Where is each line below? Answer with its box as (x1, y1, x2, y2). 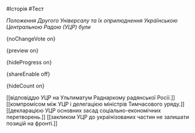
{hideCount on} (6, 82, 45, 89)
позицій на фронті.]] (6, 120, 58, 127)
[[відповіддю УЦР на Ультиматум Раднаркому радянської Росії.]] (6, 94, 176, 101)
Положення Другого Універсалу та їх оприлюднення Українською (6, 17, 178, 24)
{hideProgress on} (6, 59, 52, 66)
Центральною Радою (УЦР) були (6, 24, 91, 30)
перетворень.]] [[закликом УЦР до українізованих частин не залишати (6, 114, 190, 120)
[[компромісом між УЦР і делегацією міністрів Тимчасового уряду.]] (6, 100, 185, 107)
